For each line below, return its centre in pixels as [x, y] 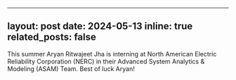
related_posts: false [52, 37]
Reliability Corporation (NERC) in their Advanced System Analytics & [106, 61]
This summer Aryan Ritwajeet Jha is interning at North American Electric [112, 54]
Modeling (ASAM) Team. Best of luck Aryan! [71, 69]
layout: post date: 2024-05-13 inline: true [100, 26]
